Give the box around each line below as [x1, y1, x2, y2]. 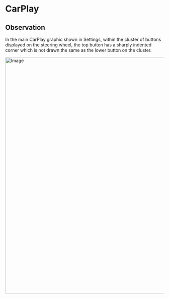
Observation [5, 23, 45, 32]
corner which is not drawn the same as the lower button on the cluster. [5, 47, 152, 53]
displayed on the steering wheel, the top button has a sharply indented [5, 42, 152, 48]
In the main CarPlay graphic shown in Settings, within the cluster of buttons [5, 36, 161, 42]
